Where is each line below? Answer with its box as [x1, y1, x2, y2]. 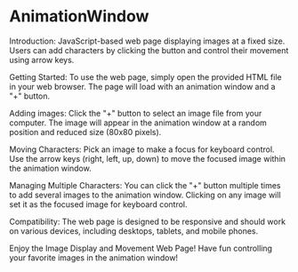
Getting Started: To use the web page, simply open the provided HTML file [9, 71, 282, 82]
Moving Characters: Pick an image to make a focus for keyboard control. [9, 144, 275, 155]
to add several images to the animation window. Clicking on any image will [9, 189, 282, 200]
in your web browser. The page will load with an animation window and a [9, 81, 276, 92]
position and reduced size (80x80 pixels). [9, 126, 162, 137]
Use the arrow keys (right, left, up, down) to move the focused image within [9, 153, 286, 164]
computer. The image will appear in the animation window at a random [9, 117, 267, 128]
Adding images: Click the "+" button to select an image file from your [9, 108, 262, 118]
